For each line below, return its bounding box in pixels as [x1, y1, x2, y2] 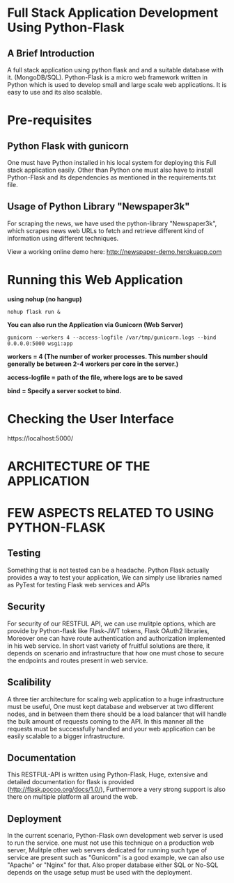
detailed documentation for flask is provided [7, 778, 134, 786]
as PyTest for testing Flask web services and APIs [7, 580, 150, 589]
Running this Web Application [7, 272, 183, 287]
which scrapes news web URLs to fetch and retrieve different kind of [7, 226, 204, 234]
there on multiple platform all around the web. [7, 793, 138, 801]
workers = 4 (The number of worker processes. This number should [7, 352, 208, 360]
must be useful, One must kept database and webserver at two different [7, 702, 214, 710]
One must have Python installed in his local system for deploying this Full [7, 159, 217, 166]
